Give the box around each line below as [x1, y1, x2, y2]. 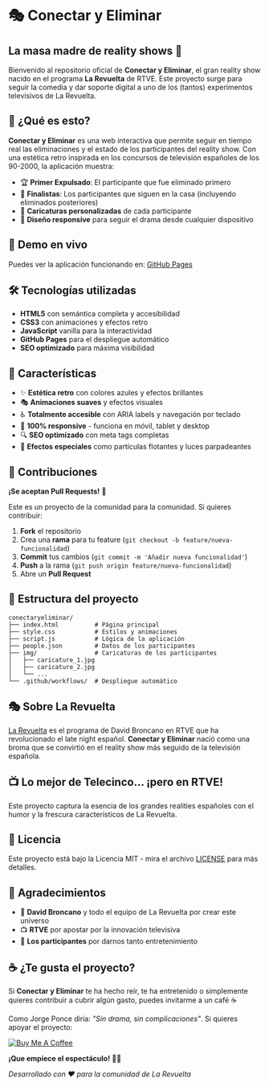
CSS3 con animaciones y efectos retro [19, 317, 149, 327]
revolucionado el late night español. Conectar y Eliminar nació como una [8, 734, 251, 743]
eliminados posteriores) [19, 197, 99, 207]
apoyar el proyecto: [8, 1022, 73, 1031]
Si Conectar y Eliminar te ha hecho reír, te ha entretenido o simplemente [8, 986, 249, 995]
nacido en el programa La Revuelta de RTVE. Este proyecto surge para [8, 74, 243, 83]
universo [19, 915, 50, 926]
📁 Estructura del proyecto [8, 593, 139, 606]
